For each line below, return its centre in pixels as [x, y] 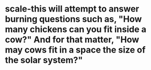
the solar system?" [44, 60]
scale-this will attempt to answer [72, 9]
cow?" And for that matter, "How [72, 40]
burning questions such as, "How [74, 19]
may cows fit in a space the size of [75, 50]
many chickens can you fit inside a [76, 29]
